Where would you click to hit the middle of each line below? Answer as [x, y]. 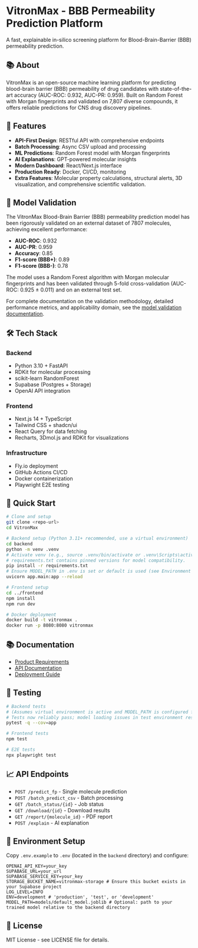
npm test [17, 739]
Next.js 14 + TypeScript [43, 419]
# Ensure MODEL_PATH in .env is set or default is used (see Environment [99, 571]
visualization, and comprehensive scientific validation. [80, 184]
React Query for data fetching [51, 431]
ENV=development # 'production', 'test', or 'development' [80, 897]
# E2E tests [21, 750]
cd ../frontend [25, 593]
